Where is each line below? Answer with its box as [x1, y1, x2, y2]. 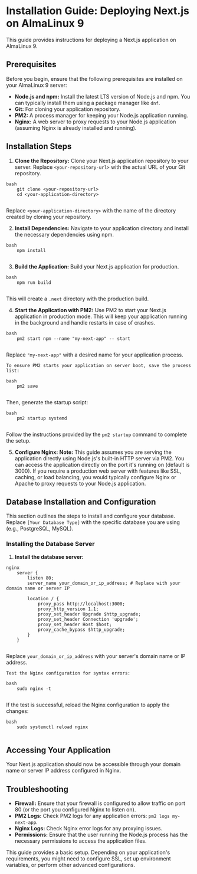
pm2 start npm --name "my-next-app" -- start [17, 335, 131, 342]
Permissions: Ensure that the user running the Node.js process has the [14, 831, 188, 839]
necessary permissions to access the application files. [14, 837, 147, 844]
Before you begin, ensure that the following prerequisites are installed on [6, 75, 183, 82]
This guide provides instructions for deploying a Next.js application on [6, 36, 176, 43]
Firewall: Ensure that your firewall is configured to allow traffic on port [14, 800, 186, 807]
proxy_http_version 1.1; [37, 606, 99, 612]
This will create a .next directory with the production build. [6, 295, 149, 302]
